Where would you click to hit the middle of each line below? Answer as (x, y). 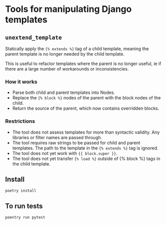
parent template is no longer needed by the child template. (65, 54)
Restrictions (20, 121)
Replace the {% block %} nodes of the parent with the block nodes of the (86, 98)
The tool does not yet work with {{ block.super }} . (65, 153)
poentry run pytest (25, 218)
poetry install (21, 191)
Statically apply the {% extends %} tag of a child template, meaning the (77, 49)
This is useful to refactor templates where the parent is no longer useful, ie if (83, 64)
